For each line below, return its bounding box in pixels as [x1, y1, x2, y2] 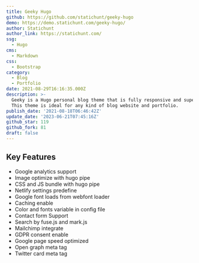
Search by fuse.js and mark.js [14, 218, 88, 226]
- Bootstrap [11, 64, 41, 70]
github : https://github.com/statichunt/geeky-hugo [6, 14, 134, 20]
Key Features [6, 152, 56, 162]
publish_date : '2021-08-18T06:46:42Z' [6, 108, 102, 114]
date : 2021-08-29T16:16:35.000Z [6, 86, 86, 92]
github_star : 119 [6, 119, 49, 125]
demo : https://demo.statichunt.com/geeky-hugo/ [6, 20, 126, 26]
